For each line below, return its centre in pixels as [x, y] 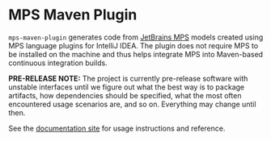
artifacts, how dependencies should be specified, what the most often [125, 95]
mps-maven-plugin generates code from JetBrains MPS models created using [136, 37]
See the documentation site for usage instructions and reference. [117, 128]
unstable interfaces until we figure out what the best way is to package [127, 87]
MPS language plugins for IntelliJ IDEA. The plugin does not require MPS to [133, 45]
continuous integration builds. [58, 63]
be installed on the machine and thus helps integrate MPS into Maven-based [136, 54]
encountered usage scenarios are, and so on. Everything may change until [132, 104]
